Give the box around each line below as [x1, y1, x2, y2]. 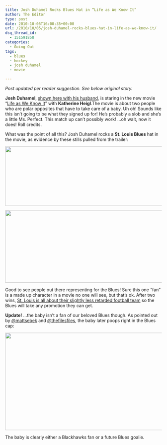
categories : [5, 40, 30, 45]
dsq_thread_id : [5, 30, 37, 35]
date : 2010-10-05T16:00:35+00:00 [5, 21, 75, 26]
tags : [5, 49, 16, 54]
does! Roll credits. [5, 121, 42, 127]
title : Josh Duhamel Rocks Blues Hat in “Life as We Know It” [5, 7, 137, 12]
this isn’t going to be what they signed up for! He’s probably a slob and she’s [5, 111, 162, 117]
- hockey [9, 58, 28, 63]
